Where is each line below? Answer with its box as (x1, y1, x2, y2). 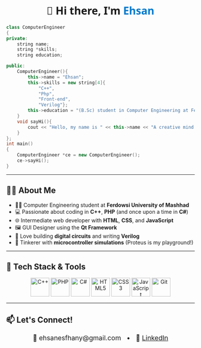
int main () (6, 141, 33, 147)
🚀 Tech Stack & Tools (6, 262, 86, 272)
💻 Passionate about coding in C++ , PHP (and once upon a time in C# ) (14, 208, 188, 215)
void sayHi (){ (17, 119, 52, 125)
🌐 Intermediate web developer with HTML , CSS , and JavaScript (14, 216, 173, 224)
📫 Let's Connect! (6, 314, 73, 325)
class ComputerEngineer (6, 24, 66, 30)
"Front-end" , (38, 96, 71, 102)
